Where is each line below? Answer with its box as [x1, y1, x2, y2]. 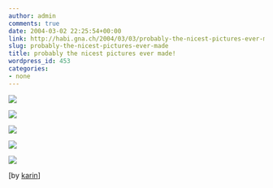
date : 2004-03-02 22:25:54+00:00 [8, 27, 122, 35]
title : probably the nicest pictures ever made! [8, 49, 176, 58]
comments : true [8, 19, 60, 28]
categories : [8, 65, 49, 73]
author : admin [8, 11, 57, 20]
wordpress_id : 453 [8, 58, 71, 66]
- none [8, 72, 31, 80]
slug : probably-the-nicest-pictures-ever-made [8, 42, 169, 50]
